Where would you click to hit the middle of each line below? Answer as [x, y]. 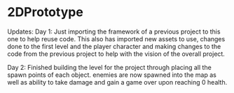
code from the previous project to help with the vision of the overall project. [116, 54]
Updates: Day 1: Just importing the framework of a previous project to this [114, 31]
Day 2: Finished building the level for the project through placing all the [109, 67]
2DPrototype [46, 12]
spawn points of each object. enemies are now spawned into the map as [112, 75]
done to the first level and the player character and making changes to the [114, 46]
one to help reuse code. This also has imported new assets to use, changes [116, 38]
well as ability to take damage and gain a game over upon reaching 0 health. [117, 82]
